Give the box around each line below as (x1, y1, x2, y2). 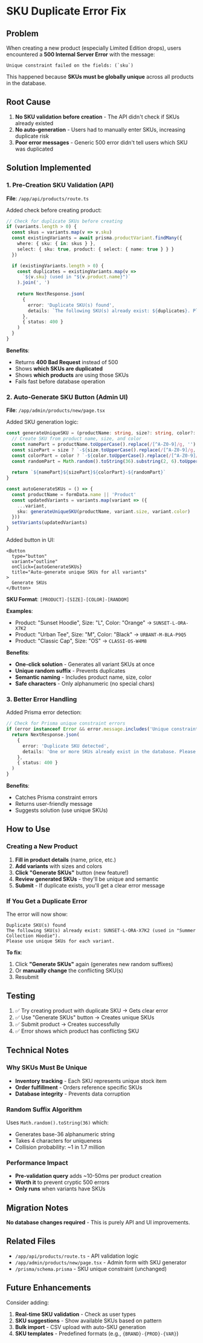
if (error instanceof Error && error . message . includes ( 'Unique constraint (6, 726, 199, 733)
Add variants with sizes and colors (14, 862, 103, 869)
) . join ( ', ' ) (17, 279, 50, 286)
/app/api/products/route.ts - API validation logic (14, 1252, 139, 1260)
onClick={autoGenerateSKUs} (11, 564, 83, 570)
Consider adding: (6, 1299, 50, 1306)
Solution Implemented (6, 163, 92, 173)
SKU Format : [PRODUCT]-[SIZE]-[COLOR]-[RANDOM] (6, 596, 130, 603)
